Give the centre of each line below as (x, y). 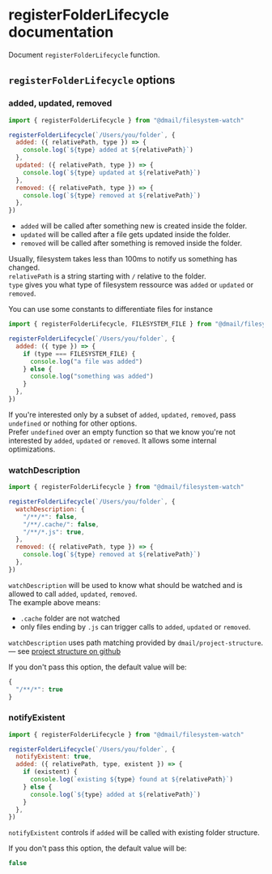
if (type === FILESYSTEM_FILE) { (79, 354)
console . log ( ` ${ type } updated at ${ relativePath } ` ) (112, 172)
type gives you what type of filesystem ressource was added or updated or (131, 285)
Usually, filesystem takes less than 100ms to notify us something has (123, 259)
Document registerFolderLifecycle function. (84, 54)
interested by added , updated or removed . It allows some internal (113, 440)
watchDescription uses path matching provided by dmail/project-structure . (136, 643)
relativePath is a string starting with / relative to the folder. (107, 276)
